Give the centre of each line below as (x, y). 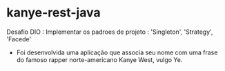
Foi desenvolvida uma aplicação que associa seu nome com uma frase (117, 52)
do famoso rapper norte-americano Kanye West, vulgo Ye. (99, 59)
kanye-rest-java (53, 13)
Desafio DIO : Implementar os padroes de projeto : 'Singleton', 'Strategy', (110, 32)
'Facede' (19, 39)
